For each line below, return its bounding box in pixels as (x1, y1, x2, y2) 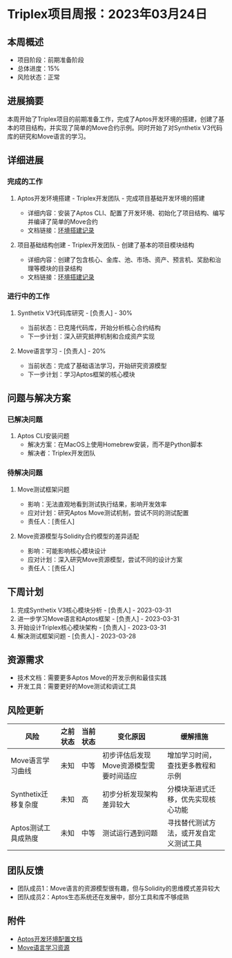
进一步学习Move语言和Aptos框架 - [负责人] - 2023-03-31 (17, 614, 180, 623)
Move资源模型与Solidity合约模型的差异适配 (17, 532, 139, 540)
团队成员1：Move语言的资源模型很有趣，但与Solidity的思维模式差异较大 (17, 884, 220, 893)
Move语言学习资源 (17, 943, 70, 952)
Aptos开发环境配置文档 (17, 934, 83, 943)
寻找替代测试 (167, 818, 209, 828)
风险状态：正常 (17, 73, 60, 81)
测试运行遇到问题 (102, 829, 158, 838)
